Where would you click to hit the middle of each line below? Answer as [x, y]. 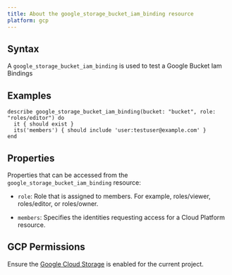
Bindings [20, 73]
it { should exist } [44, 124]
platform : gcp [28, 20]
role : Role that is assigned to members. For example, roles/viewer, [114, 196]
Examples [29, 96]
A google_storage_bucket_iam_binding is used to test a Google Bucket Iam [115, 66]
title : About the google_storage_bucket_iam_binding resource [100, 14]
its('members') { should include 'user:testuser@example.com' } [110, 130]
